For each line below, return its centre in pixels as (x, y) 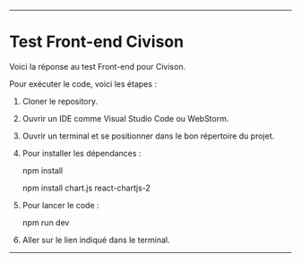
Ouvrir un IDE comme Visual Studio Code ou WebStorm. (125, 118)
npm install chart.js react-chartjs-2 (86, 188)
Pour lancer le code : (61, 205)
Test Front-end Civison (97, 42)
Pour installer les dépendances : (82, 153)
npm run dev (46, 222)
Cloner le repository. (60, 101)
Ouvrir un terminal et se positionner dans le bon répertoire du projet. (148, 136)
